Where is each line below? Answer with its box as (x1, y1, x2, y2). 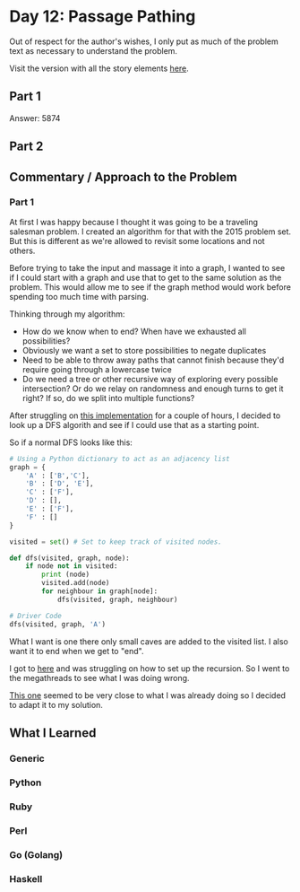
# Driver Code (9, 611, 63, 620)
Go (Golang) (9, 848, 64, 861)
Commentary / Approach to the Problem (9, 169, 237, 185)
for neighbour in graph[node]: (41, 587, 159, 596)
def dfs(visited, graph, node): (9, 554, 130, 563)
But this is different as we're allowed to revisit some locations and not (9, 235, 266, 246)
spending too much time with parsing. (9, 291, 150, 302)
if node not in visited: (25, 562, 118, 571)
